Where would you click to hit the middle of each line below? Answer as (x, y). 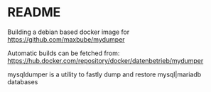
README (34, 12)
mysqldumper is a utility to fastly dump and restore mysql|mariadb (104, 74)
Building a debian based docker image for (69, 32)
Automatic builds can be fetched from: (64, 53)
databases (23, 81)
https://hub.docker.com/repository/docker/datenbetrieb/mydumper (105, 60)
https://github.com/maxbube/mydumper (66, 39)
